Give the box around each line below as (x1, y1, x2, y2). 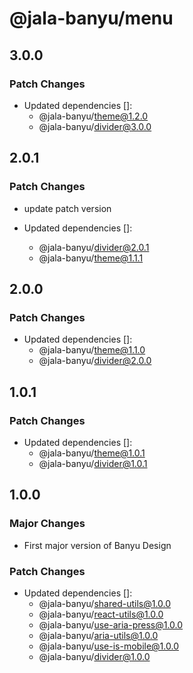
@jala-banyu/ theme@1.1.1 (38, 252, 144, 264)
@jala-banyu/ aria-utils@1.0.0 (38, 629, 159, 641)
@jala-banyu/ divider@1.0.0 (38, 650, 151, 662)
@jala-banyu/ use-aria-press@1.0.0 (38, 618, 184, 631)
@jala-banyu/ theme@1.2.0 (38, 110, 149, 122)
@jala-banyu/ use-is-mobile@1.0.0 (38, 640, 179, 652)
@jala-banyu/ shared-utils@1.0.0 (38, 597, 172, 609)
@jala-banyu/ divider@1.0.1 (38, 457, 148, 469)
